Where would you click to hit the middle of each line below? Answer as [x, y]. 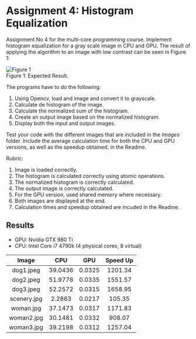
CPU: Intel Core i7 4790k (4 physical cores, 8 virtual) [78, 246]
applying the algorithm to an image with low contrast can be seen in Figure [96, 52]
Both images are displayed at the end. [60, 201]
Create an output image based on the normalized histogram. [87, 117]
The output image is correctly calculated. [64, 188]
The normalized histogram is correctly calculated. [74, 182]
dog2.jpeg [26, 279]
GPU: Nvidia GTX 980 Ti [44, 239]
